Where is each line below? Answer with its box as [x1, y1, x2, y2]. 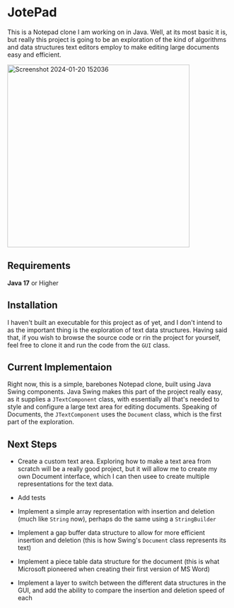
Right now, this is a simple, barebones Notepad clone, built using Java [7, 380, 211, 389]
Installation [7, 299, 58, 311]
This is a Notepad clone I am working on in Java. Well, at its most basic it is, [7, 28, 228, 36]
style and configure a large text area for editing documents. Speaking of [7, 402, 218, 411]
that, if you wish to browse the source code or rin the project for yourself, [7, 333, 221, 341]
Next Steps [7, 438, 57, 451]
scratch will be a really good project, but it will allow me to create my [17, 465, 218, 473]
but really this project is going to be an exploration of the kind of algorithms [7, 35, 227, 43]
